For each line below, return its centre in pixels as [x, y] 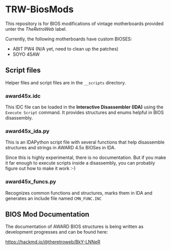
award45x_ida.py [27, 131]
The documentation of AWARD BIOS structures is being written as [75, 226]
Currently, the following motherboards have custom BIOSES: [69, 39]
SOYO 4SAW [26, 54]
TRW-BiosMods [40, 9]
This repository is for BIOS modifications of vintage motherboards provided [84, 24]
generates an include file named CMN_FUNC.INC [54, 198]
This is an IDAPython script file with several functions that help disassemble [85, 142]
